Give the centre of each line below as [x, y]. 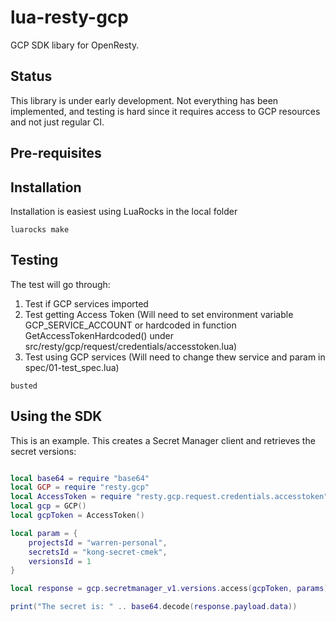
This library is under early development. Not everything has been [144, 100]
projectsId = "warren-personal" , [98, 542]
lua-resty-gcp [69, 17]
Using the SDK [56, 416]
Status [31, 76]
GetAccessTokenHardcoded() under [99, 335]
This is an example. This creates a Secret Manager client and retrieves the [163, 440]
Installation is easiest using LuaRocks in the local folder [124, 211]
